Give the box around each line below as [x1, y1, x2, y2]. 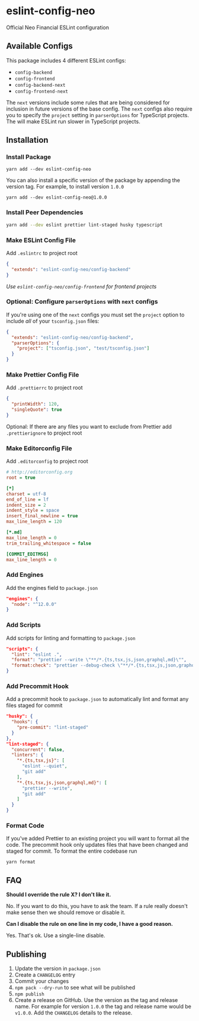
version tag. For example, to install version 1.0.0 [6, 183, 124, 190]
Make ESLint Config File [6, 236, 76, 244]
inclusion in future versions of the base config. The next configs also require [6, 105, 192, 112]
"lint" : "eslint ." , [11, 651, 62, 658]
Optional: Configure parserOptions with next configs [6, 297, 158, 306]
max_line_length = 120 [6, 519, 62, 524]
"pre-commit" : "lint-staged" [17, 724, 89, 731]
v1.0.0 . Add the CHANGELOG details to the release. [14, 1009, 133, 1016]
